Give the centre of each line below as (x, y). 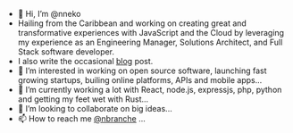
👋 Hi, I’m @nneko (49, 14)
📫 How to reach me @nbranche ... (81, 119)
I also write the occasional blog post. (85, 61)
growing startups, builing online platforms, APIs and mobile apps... (140, 80)
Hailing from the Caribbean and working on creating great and (132, 23)
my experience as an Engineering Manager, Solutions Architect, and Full (150, 42)
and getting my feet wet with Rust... (83, 99)
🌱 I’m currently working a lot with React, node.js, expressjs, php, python (150, 90)
